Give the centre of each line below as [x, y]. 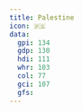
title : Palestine [42, 17]
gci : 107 [34, 84]
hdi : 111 [34, 59]
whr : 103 [34, 68]
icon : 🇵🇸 [28, 26]
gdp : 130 [34, 51]
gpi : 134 [34, 43]
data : [19, 34]
